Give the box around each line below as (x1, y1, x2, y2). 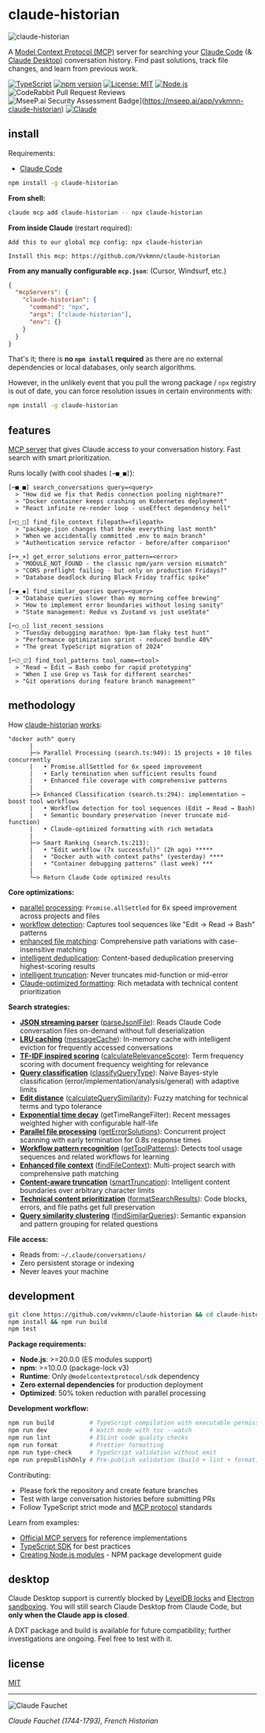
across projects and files (19, 911, 100, 921)
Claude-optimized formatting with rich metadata (50, 825, 214, 833)
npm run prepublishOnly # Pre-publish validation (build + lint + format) (8, 1455, 259, 1464)
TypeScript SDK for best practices (19, 1541, 132, 1551)
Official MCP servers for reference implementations (19, 1533, 188, 1542)
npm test (8, 1325, 37, 1334)
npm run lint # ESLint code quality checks (8, 1434, 189, 1442)
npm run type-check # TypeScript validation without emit (8, 1448, 217, 1456)
